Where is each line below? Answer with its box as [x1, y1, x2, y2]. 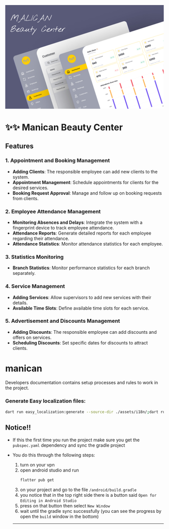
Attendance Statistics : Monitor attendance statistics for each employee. [12, 241, 163, 247]
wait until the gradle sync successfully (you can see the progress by [20, 508, 162, 514]
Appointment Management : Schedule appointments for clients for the [12, 179, 159, 185]
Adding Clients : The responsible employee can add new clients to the [12, 168, 158, 174]
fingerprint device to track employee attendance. [12, 224, 114, 230]
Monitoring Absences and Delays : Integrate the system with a [12, 219, 143, 225]
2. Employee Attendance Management [5, 208, 101, 215]
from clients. [12, 195, 39, 201]
